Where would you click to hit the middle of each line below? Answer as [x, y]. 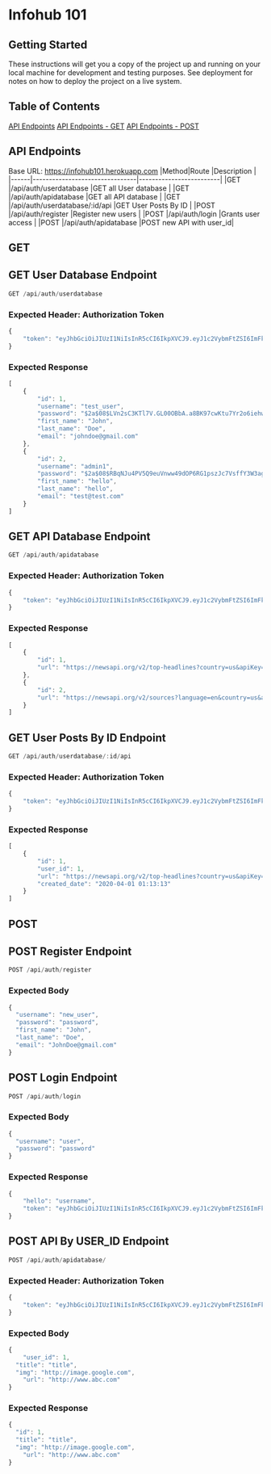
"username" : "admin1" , [75, 466]
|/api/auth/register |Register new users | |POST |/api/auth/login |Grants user [134, 214]
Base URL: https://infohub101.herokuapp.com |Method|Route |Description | [132, 170]
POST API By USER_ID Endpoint [89, 1241]
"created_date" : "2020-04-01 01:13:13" [104, 884]
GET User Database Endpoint [83, 275]
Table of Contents [54, 107]
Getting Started [48, 45]
